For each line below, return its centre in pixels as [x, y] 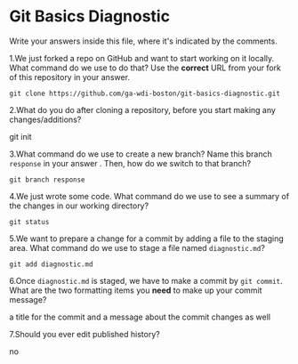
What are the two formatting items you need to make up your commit [136, 290]
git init [21, 136]
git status [29, 222]
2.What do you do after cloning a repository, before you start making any [142, 109]
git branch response [48, 180]
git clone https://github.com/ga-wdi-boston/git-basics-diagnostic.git [145, 93]
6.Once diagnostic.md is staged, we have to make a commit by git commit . [146, 280]
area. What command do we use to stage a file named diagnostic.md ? [137, 247]
